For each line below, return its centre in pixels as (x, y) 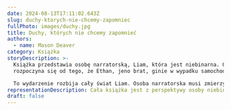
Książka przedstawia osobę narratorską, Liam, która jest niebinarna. (117, 65)
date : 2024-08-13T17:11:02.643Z (53, 13)
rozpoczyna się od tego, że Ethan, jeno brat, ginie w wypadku (106, 71)
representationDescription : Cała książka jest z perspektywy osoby (106, 90)
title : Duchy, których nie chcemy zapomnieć (72, 33)
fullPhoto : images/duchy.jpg (49, 26)
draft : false (26, 96)
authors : (20, 39)
